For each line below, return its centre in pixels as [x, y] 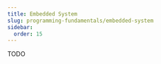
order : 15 [28, 34]
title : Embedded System [43, 14]
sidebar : [20, 27]
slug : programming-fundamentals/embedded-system [80, 21]
